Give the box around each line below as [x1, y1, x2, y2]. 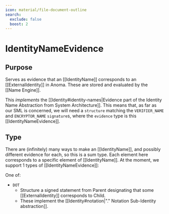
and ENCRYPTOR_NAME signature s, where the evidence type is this [5, 113, 137, 119]
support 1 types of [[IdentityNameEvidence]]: [5, 162, 99, 169]
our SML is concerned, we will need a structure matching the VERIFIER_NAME [5, 108, 164, 114]
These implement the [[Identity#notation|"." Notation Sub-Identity [20, 198, 156, 204]
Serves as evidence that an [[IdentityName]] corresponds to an [5, 77, 137, 83]
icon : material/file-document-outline [5, 7, 87, 13]
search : [5, 12, 22, 17]
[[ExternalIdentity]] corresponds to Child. [20, 192, 106, 199]
